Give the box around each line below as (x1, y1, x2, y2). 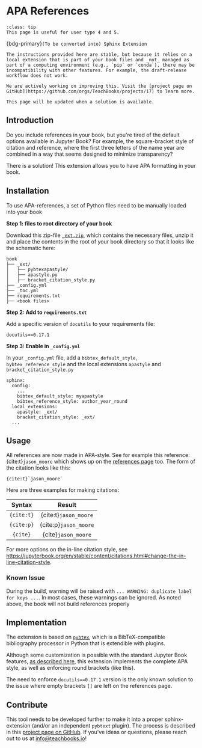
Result (57, 501, 77, 509)
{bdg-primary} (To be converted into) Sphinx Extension (6, 40, 147, 47)
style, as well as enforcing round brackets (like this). (6, 664, 135, 672)
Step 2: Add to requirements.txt (6, 308, 87, 316)
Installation (6, 186, 49, 196)
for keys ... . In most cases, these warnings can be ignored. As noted (6, 593, 182, 601)
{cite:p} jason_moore (40, 521, 94, 529)
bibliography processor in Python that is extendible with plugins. (6, 640, 165, 647)
